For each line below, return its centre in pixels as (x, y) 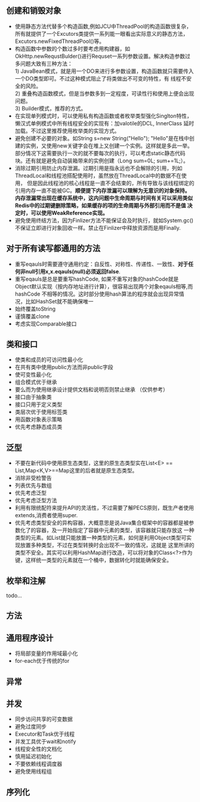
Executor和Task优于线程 (45, 734)
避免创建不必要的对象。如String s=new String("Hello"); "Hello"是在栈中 (102, 138)
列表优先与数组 (33, 485)
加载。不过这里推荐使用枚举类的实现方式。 (67, 131)
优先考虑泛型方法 (36, 500)
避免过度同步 (30, 727)
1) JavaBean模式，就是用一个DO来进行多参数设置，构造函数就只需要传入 (104, 71)
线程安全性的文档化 (39, 749)
